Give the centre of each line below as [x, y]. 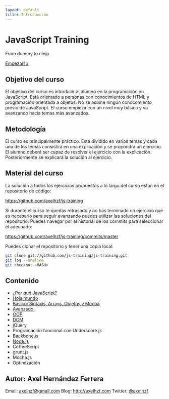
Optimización [26, 363]
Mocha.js [22, 357]
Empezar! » [17, 63]
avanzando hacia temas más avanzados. [47, 113]
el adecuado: [19, 226]
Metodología [26, 129]
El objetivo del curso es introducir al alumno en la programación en [75, 92]
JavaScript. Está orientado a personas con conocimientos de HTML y [77, 97]
